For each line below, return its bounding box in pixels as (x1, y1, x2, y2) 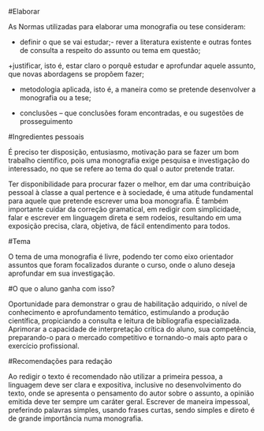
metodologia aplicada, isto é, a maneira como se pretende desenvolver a (19, 84, 256, 94)
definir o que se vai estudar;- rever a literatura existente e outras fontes (19, 37, 252, 47)
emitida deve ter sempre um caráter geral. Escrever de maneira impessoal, (8, 397, 251, 406)
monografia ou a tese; (19, 93, 92, 102)
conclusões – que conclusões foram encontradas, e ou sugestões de (19, 108, 244, 118)
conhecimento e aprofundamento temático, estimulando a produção (8, 308, 230, 317)
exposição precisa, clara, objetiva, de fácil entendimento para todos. (8, 221, 231, 230)
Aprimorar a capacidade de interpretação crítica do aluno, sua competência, (8, 324, 256, 334)
